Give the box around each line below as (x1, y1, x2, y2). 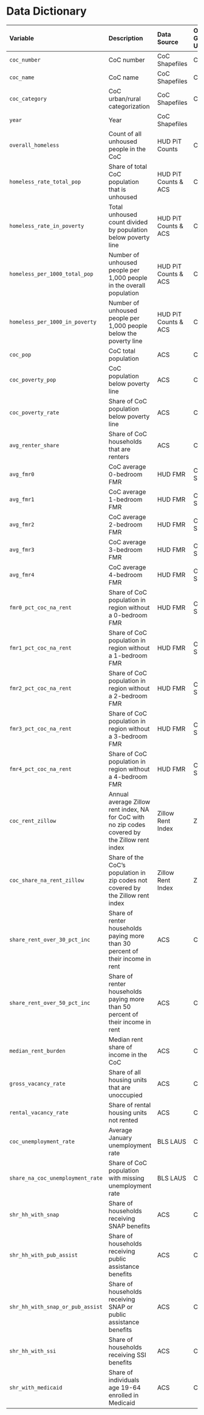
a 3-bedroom (108, 732, 148, 740)
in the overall (108, 281, 146, 289)
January (108, 1133, 132, 1142)
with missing (108, 1174, 144, 1182)
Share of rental (108, 1101, 151, 1109)
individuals (108, 1375, 140, 1384)
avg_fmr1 (9, 495, 35, 503)
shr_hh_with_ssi (9, 1347, 56, 1354)
